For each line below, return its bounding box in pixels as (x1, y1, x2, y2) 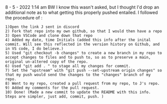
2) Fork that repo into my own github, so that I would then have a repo (5, 29, 162, 34)
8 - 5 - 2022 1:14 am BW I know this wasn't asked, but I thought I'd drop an (5, 4, 159, 10)
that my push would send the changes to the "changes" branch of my (5, 72, 151, 77)
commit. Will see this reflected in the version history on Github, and (5, 42, 160, 47)
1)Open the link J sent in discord (5, 24, 79, 29)
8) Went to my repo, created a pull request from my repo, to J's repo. (5, 81, 160, 86)
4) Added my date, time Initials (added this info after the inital (5, 37, 151, 42)
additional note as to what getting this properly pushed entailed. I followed (5, 9, 158, 15)
